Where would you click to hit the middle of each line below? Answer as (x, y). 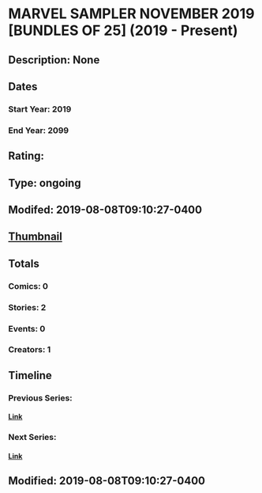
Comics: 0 (28, 286)
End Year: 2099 (39, 130)
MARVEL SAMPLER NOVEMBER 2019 (131, 14)
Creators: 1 (30, 350)
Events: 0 (27, 328)
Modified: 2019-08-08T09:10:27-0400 (107, 481)
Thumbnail (36, 237)
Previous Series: (40, 398)
